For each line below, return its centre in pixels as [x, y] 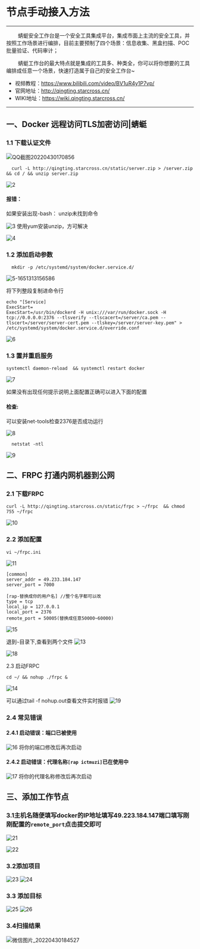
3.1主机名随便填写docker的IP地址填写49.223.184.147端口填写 [95, 815]
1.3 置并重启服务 [29, 356]
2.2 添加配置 [24, 540]
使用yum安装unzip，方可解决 [52, 226]
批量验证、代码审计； [32, 50]
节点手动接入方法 [48, 12]
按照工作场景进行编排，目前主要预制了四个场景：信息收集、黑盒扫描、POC [98, 43]
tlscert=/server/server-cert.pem [48, 323]
